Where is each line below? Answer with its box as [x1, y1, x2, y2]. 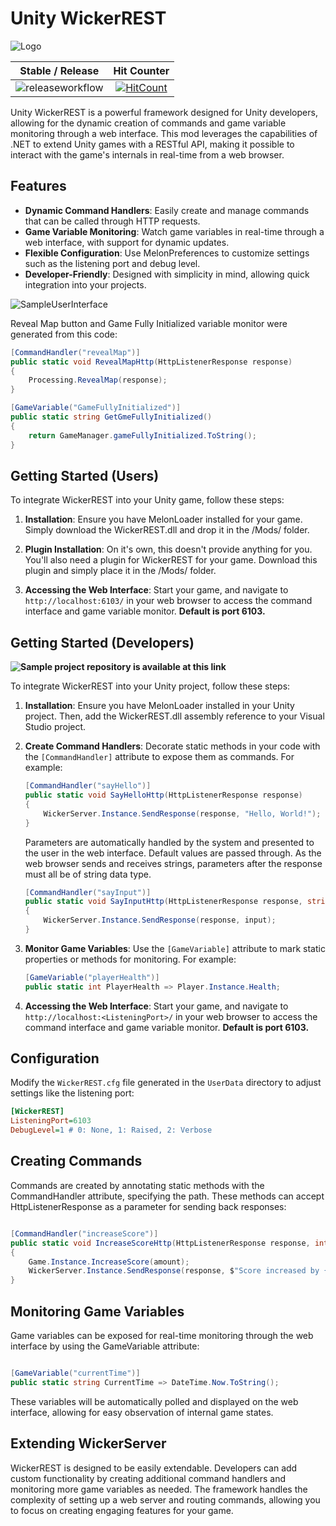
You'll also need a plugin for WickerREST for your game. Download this [24, 554, 318, 566]
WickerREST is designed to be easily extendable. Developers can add [10, 1462, 298, 1474]
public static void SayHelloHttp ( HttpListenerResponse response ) [24, 790, 303, 800]
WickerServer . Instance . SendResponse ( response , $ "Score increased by [28, 1266, 320, 1276]
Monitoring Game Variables [10, 1303, 185, 1320]
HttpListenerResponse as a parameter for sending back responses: [10, 1200, 287, 1212]
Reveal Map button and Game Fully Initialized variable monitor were [10, 317, 288, 329]
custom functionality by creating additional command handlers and [10, 1472, 287, 1484]
